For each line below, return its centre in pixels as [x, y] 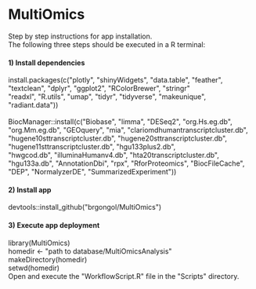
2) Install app [30, 189]
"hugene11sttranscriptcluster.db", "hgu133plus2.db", [92, 147]
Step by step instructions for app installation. [80, 36]
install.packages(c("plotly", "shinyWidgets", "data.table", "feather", [115, 80]
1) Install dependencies [47, 62]
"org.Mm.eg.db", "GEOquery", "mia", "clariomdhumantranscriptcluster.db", [128, 130]
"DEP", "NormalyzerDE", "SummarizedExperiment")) [92, 172]
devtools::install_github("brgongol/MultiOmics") [85, 207]
